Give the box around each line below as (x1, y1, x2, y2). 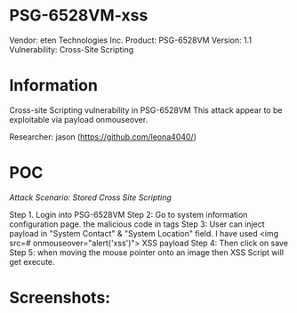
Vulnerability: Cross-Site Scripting (9, 44, 134, 54)
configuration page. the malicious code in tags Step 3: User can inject (9, 219, 265, 229)
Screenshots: (9, 288, 111, 308)
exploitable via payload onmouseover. (9, 114, 148, 124)
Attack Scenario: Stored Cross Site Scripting (9, 192, 172, 203)
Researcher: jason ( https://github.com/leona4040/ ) (9, 131, 197, 142)
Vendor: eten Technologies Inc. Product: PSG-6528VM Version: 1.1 (9, 35, 252, 45)
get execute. (9, 256, 55, 267)
